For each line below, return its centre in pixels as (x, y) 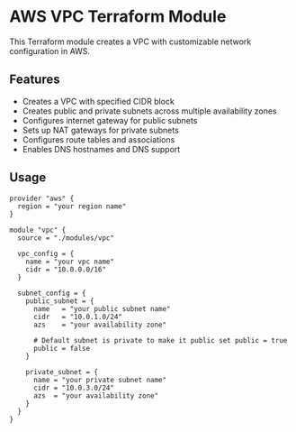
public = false (62, 348)
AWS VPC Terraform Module (118, 17)
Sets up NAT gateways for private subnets (101, 130)
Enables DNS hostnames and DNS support (101, 149)
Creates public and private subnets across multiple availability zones (149, 111)
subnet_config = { (52, 293)
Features (35, 80)
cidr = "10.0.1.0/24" (78, 317)
